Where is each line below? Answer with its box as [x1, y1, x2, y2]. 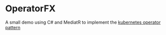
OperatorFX [5, 3, 56, 14]
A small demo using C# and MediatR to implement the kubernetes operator [5, 19, 161, 25]
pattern [5, 24, 21, 30]
